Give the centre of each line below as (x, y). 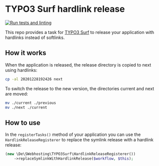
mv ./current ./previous (31, 103)
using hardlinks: (21, 70)
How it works (26, 53)
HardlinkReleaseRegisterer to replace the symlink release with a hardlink (79, 140)
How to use (23, 122)
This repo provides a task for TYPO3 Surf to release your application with (80, 32)
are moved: (17, 94)
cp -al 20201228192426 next (34, 79)
